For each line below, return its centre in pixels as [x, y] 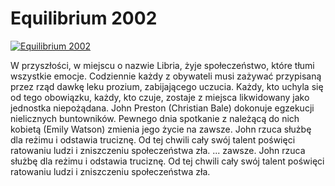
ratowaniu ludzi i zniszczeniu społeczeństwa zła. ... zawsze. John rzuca [158, 150]
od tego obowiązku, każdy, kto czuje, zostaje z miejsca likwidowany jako [160, 97]
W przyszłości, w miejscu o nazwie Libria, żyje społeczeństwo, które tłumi [162, 65]
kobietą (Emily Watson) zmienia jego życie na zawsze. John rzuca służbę [161, 129]
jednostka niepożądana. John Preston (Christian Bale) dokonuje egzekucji [162, 108]
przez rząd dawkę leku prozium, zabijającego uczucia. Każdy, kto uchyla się [167, 86]
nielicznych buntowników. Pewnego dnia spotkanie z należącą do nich [155, 118]
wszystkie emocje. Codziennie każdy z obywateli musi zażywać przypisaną [166, 76]
